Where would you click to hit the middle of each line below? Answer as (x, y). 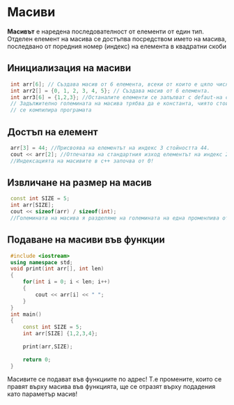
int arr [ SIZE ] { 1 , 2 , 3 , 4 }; (60, 334)
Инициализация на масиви (69, 68)
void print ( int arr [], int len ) (57, 269)
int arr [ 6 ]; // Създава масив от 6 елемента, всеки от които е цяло (112, 84)
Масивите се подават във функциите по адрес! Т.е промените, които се (115, 379)
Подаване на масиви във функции (86, 240)
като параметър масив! (42, 394)
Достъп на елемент (53, 132)
